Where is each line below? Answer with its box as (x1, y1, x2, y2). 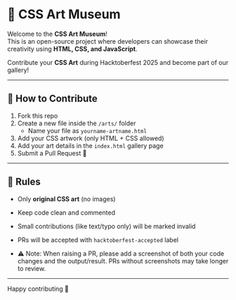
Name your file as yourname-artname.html (27, 126, 147, 135)
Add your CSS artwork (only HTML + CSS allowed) (17, 134, 164, 142)
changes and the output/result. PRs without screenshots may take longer (17, 256, 229, 265)
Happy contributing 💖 (7, 285, 69, 293)
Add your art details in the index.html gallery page (17, 141, 164, 150)
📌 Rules (7, 176, 41, 188)
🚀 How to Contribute (7, 93, 98, 105)
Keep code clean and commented (17, 208, 116, 217)
